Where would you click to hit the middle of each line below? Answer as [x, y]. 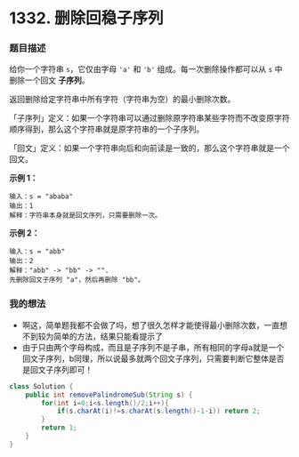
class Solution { [41, 386]
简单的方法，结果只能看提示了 [108, 336]
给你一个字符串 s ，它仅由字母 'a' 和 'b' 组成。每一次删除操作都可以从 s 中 [146, 69]
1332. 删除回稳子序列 [86, 18]
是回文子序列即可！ [57, 369]
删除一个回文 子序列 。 [49, 80]
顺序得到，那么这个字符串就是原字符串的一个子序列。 [107, 129]
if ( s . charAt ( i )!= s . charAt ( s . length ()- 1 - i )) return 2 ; [158, 411]
